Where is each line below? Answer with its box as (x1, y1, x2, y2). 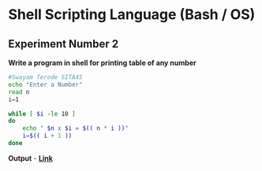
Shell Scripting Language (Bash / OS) (8, 6, 256, 24)
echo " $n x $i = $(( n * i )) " (22, 124, 129, 132)
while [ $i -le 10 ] (8, 109, 77, 118)
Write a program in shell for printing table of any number (8, 58, 196, 67)
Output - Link (8, 153, 54, 163)
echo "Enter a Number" (8, 81, 83, 89)
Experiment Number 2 (8, 37, 119, 51)
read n (8, 88, 30, 96)
